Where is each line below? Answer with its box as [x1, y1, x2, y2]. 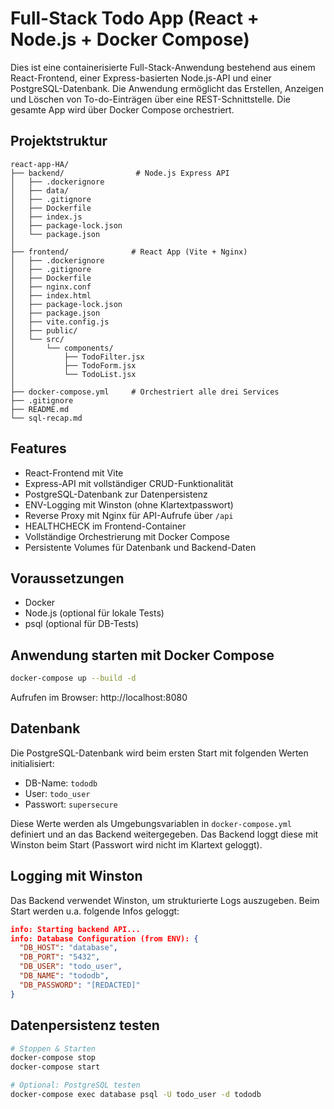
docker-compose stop [10, 1053, 97, 1063]
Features [10, 440, 67, 457]
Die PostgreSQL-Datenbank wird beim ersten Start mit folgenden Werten [10, 747, 309, 759]
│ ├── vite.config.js [10, 317, 110, 327]
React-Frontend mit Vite [24, 467, 124, 479]
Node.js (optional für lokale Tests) [24, 607, 165, 619]
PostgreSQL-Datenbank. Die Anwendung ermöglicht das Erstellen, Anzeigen [10, 82, 325, 94]
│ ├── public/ [10, 325, 78, 336]
